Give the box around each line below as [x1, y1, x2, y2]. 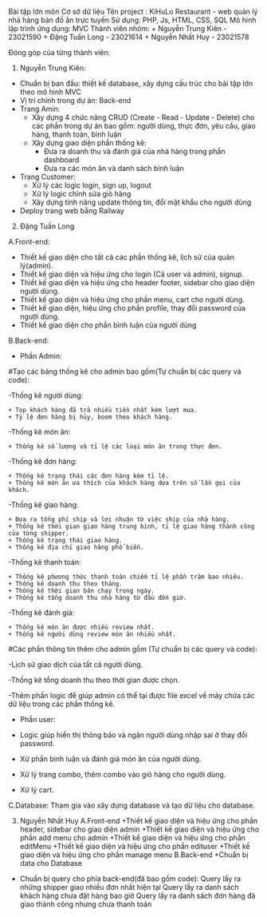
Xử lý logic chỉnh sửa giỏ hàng [31, 189, 132, 198]
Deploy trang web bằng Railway [19, 206, 125, 215]
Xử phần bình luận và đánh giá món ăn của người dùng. [19, 754, 202, 764]
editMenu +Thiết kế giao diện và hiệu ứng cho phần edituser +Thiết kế [19, 842, 250, 851]
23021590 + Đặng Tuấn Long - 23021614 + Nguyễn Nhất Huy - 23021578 [8, 32, 249, 42]
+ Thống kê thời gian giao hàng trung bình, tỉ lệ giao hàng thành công [8, 522, 255, 530]
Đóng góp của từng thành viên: [8, 48, 111, 57]
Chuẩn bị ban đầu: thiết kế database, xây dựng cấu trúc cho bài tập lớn [19, 79, 253, 88]
